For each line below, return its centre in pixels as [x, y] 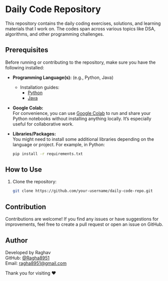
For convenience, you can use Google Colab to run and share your [81, 113]
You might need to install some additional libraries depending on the [83, 139]
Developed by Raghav [28, 252]
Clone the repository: [35, 182]
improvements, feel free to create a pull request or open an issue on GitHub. [84, 224]
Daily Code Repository [53, 9]
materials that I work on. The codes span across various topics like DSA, [80, 28]
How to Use [24, 170]
